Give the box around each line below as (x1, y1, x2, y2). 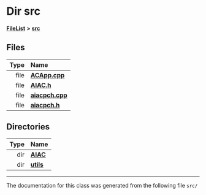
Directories (6, 121, 50, 132)
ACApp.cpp (30, 71, 65, 79)
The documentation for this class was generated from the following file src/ (6, 182, 198, 189)
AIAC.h (30, 81, 51, 90)
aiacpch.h (30, 101, 60, 109)
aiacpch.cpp (30, 91, 67, 99)
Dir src (6, 4, 41, 18)
